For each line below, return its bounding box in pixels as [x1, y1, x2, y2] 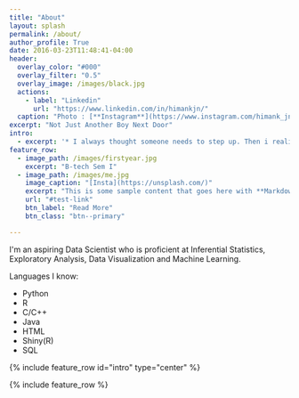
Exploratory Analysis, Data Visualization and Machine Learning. [9, 253, 242, 264]
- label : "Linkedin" [25, 95, 101, 105]
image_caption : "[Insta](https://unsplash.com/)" [25, 179, 214, 188]
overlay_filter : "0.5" [17, 71, 101, 80]
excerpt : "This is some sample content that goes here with [25, 187, 253, 196]
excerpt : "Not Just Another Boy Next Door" [9, 121, 174, 130]
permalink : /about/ [9, 29, 82, 38]
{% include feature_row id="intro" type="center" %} [9, 361, 201, 372]
